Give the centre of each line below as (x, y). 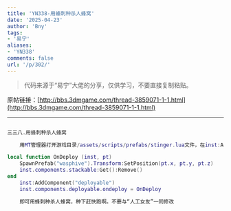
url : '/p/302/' (29, 65)
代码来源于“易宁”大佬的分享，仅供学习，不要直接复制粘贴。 (108, 85)
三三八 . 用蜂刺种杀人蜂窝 (37, 132)
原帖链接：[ (23, 100)
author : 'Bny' (27, 26)
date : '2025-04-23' (35, 20)
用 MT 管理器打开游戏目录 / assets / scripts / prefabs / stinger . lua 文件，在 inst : (120, 145)
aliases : (20, 45)
